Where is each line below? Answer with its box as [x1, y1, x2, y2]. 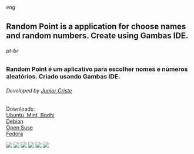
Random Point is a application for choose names [6, 22, 186, 32]
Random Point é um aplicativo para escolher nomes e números [6, 65, 188, 73]
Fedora [6, 130, 24, 137]
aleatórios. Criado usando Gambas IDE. [6, 73, 121, 81]
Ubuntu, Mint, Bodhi [6, 111, 55, 118]
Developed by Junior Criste [6, 87, 72, 94]
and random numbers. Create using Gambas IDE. [6, 31, 189, 41]
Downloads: [6, 105, 35, 112]
